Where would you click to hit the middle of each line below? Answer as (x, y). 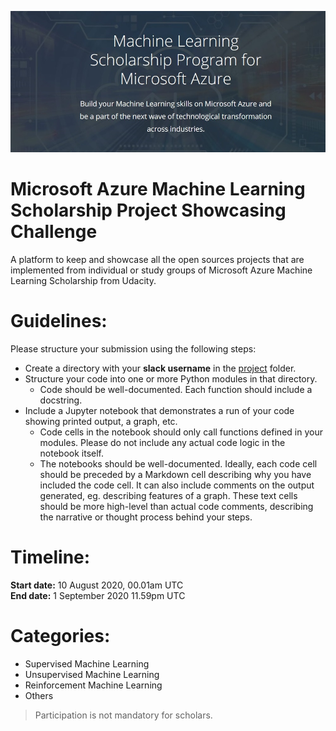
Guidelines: (59, 321)
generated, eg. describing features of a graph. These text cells (168, 496)
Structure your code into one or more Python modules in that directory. (171, 379)
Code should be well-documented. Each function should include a (176, 390)
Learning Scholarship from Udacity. (83, 281)
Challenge (54, 232)
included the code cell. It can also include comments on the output (177, 485)
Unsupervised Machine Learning (92, 675)
